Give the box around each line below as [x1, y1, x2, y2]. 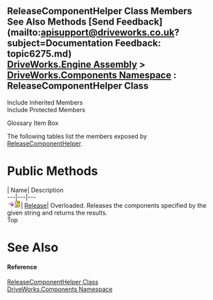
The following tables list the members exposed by [7, 132, 147, 140]
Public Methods [7, 163, 98, 178]
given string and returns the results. [7, 208, 108, 217]
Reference [7, 262, 38, 271]
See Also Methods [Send [7, 16, 115, 28]
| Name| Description [7, 186, 63, 194]
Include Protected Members [7, 105, 85, 113]
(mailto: [7, 27, 41, 38]
